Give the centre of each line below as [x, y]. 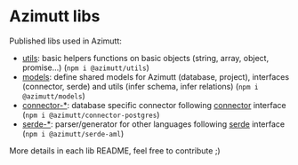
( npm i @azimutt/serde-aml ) [73, 133]
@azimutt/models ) [54, 96]
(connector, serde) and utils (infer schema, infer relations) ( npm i [140, 86]
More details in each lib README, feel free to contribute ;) [115, 150]
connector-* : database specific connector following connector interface [154, 105]
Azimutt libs [55, 16]
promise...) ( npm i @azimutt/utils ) [85, 67]
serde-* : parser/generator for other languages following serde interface [153, 124]
